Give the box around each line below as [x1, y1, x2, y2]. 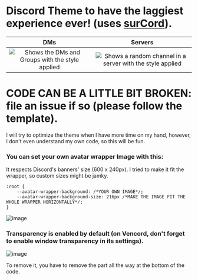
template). [6, 112, 58, 125]
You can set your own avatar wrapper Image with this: [6, 152, 164, 160]
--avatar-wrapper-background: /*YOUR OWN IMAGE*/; [16, 189, 144, 195]
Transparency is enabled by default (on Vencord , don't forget [6, 230, 185, 238]
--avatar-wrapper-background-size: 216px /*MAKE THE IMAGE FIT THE [16, 194, 186, 200]
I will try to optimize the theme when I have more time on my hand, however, [6, 131, 192, 139]
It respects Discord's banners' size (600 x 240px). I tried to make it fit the [6, 166, 184, 173]
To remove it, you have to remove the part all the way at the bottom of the [6, 262, 184, 269]
